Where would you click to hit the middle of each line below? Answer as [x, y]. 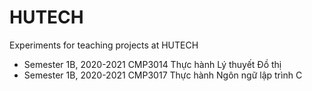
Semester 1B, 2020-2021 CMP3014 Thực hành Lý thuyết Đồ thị [152, 64]
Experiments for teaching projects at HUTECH [104, 45]
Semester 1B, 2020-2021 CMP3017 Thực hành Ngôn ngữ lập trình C [163, 75]
